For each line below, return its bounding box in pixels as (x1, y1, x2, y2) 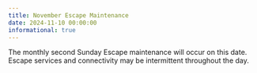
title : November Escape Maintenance (8, 11, 129, 20)
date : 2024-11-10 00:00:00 (8, 19, 97, 27)
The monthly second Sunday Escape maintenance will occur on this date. (8, 48, 248, 57)
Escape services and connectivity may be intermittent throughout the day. (8, 56, 249, 65)
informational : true (8, 26, 77, 34)
